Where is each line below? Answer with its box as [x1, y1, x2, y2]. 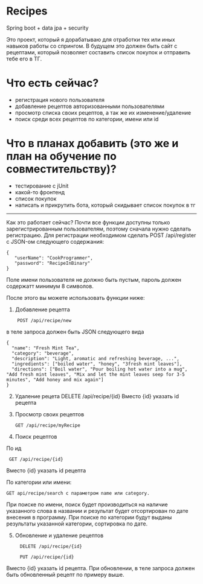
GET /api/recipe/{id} [8, 456, 63, 462]
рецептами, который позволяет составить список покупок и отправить [6, 48, 191, 56]
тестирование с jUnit [14, 182, 69, 189]
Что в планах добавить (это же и [6, 137, 179, 150]
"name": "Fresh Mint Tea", [11, 345, 80, 351]
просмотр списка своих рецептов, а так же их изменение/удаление [14, 109, 192, 116]
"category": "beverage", [11, 350, 74, 357]
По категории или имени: [6, 478, 72, 486]
